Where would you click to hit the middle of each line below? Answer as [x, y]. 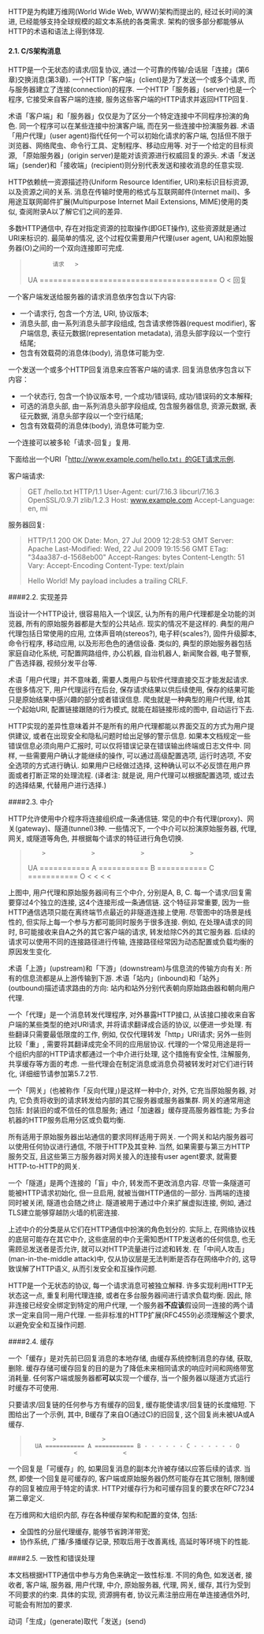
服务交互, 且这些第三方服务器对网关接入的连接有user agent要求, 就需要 [123, 1157]
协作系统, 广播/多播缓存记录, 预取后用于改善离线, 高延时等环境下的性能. [135, 1542]
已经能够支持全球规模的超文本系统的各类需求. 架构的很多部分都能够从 [131, 21]
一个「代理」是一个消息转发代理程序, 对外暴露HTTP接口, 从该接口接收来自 [128, 1015]
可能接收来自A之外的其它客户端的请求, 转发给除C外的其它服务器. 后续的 [139, 932]
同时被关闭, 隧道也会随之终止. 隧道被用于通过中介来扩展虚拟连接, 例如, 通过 [130, 1203]
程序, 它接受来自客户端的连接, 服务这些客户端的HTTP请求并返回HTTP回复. [128, 99]
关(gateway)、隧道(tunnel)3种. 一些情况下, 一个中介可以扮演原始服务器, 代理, [132, 829]
